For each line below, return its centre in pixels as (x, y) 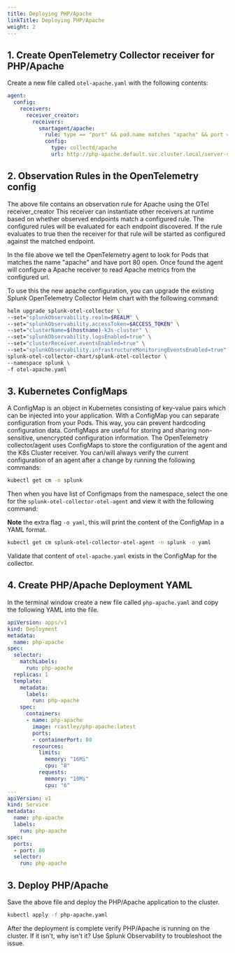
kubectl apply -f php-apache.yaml (58, 914)
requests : (53, 772)
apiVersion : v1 (29, 798)
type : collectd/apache (84, 148)
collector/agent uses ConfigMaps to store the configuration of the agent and (117, 445)
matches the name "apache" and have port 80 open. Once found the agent (115, 262)
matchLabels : (39, 662)
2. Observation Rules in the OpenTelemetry (103, 176)
